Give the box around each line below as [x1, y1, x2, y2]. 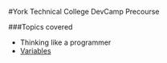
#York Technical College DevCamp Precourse [8, 7, 160, 16]
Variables [19, 46, 51, 55]
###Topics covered [8, 22, 73, 31]
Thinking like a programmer [19, 37, 112, 47]
